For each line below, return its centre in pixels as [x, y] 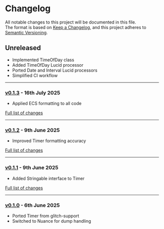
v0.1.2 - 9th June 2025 [32, 130]
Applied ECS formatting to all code [47, 103]
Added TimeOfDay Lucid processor [48, 65]
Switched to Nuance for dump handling [51, 221]
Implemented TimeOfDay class [43, 60]
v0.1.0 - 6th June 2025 [32, 205]
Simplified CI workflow [35, 75]
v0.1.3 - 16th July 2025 [33, 93]
